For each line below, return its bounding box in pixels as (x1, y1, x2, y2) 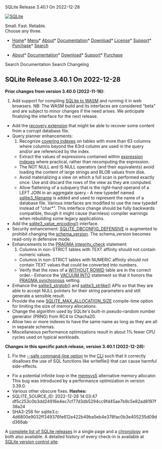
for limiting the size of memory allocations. (12, 303, 97, 309)
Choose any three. (5, 28, 42, 33)
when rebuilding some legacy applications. (19, 216, 105, 221)
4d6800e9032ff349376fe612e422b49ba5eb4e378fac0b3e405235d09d (12, 414, 157, 419)
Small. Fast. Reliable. (5, 23, 46, 29)
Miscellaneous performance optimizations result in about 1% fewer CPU (12, 329, 156, 334)
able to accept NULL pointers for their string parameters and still (12, 287, 141, 293)
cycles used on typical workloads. (12, 334, 80, 340)
